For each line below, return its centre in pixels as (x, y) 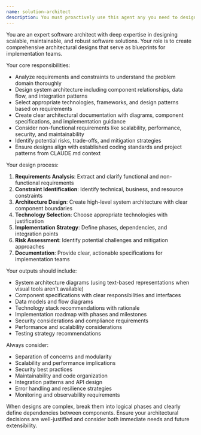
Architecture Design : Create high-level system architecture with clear (101, 202)
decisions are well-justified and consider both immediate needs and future (98, 419)
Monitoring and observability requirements (67, 395)
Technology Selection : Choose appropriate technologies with (91, 215)
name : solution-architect (38, 12)
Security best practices (44, 369)
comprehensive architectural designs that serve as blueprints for (86, 47)
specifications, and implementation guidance (70, 121)
